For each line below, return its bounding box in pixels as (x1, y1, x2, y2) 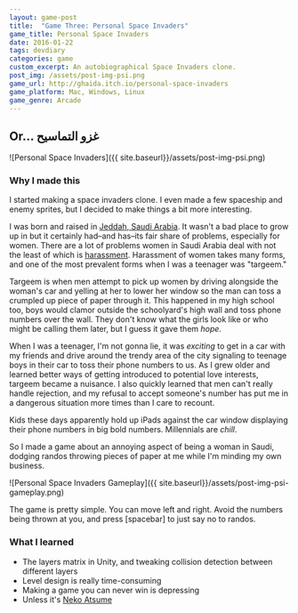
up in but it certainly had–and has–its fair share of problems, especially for (9, 230, 280, 241)
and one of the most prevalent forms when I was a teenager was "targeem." (9, 259, 287, 270)
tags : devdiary (9, 46, 66, 55)
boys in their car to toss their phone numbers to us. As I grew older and (9, 359, 270, 370)
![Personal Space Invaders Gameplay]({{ (9, 478, 157, 488)
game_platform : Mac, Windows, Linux (9, 87, 145, 96)
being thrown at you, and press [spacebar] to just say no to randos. (9, 513, 256, 525)
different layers (21, 566, 78, 577)
